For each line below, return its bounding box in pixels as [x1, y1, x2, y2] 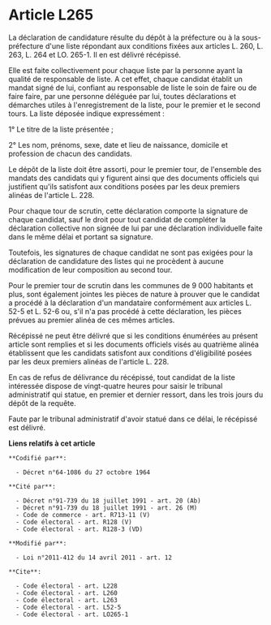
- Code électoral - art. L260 [15, 588, 118, 597]
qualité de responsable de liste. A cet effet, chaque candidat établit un [8, 74, 243, 84]
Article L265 [8, 6, 94, 24]
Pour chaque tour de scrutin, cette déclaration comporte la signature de [8, 205, 249, 216]
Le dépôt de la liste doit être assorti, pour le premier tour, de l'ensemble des [8, 164, 262, 174]
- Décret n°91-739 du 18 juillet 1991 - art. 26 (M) [15, 503, 198, 512]
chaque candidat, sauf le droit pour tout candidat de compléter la [8, 214, 226, 224]
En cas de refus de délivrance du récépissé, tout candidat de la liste [8, 372, 235, 382]
